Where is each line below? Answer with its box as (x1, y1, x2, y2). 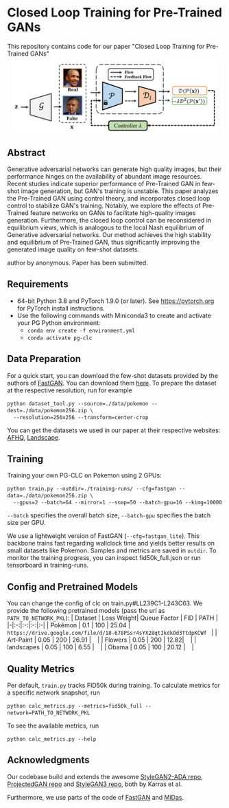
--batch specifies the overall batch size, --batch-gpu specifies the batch (7, 511, 211, 519)
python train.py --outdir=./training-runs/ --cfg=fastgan (7, 486, 176, 493)
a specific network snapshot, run (7, 688, 101, 697)
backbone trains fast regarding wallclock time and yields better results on (7, 539, 215, 548)
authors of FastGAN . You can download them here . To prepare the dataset (7, 379, 217, 387)
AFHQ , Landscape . (7, 433, 60, 441)
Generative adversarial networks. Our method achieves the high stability (7, 230, 211, 238)
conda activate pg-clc (27, 335, 93, 341)
